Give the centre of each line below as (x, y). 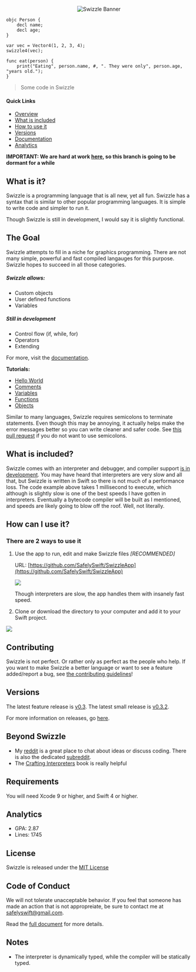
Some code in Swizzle (47, 87)
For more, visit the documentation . (48, 357)
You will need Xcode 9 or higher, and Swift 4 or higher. (72, 796)
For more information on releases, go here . (58, 718)
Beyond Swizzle (36, 736)
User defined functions (42, 299)
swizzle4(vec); (25, 51)
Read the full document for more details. (55, 924)
